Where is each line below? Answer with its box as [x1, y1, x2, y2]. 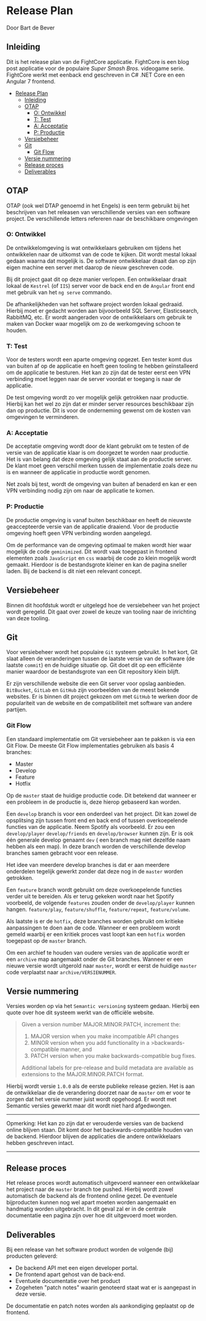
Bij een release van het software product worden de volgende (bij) [6, 1246, 174, 1254]
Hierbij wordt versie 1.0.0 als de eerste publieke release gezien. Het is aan [6, 1082, 195, 1090]
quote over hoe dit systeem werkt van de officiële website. [6, 1009, 154, 1016]
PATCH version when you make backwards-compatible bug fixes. [30, 1052, 196, 1060]
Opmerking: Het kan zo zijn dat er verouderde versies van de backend [6, 1120, 184, 1127]
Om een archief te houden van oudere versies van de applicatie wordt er [6, 949, 190, 956]
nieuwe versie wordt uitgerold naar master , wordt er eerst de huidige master [6, 961, 197, 969]
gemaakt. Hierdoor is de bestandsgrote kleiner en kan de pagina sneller [6, 561, 188, 568]
